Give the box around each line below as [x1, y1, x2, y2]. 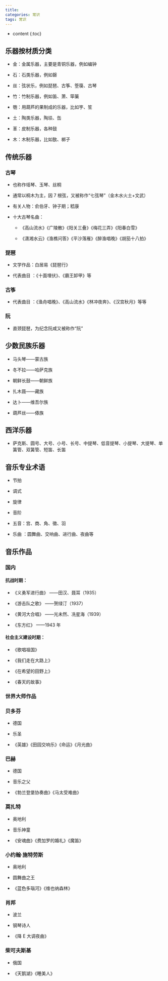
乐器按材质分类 [5, 47, 52, 55]
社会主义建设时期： [5, 634, 45, 641]
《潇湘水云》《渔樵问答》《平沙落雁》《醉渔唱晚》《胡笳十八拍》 [20, 235, 149, 241]
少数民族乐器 [5, 341, 45, 350]
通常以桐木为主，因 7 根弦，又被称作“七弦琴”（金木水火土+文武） [12, 192, 149, 198]
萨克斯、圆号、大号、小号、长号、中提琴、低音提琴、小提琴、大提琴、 [12, 440, 159, 446]
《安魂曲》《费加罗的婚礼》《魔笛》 [12, 837, 84, 843]
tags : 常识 [5, 17, 27, 22]
